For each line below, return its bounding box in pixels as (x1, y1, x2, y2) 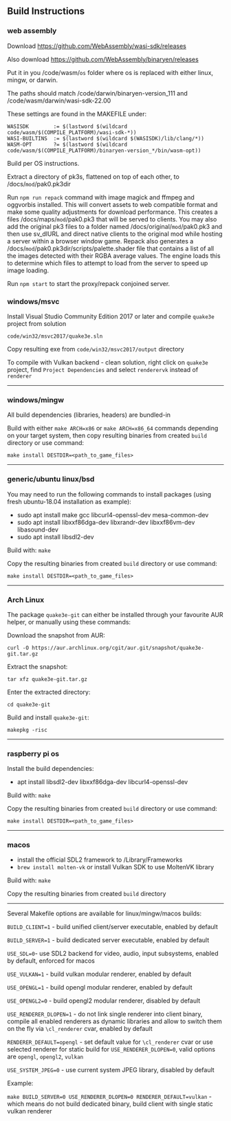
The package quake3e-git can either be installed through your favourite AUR (7, 610, 223, 618)
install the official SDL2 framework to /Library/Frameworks (16, 856, 183, 864)
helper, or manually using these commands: (7, 618, 131, 626)
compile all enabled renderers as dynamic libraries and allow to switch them (7, 1017, 222, 1025)
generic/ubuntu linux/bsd (7, 475, 95, 484)
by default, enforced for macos (7, 957, 95, 965)
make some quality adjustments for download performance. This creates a (7, 208, 218, 216)
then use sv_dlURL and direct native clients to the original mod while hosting (7, 230, 223, 238)
